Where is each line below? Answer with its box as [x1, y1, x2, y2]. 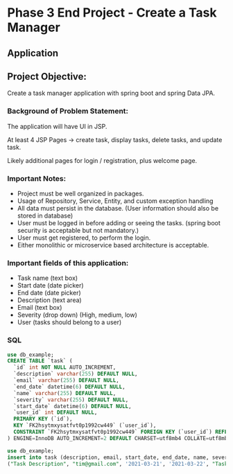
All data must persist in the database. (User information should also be [17, 204, 219, 212]
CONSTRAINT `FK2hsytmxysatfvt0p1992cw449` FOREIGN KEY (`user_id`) [13, 428, 213, 436]
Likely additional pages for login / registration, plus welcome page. [7, 156, 198, 164]
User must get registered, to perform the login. [17, 234, 151, 242]
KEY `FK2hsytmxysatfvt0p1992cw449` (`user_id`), [13, 422, 157, 429]
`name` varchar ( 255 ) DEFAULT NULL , [13, 389, 116, 396]
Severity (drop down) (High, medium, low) [17, 310, 137, 319]
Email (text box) [17, 304, 62, 312]
